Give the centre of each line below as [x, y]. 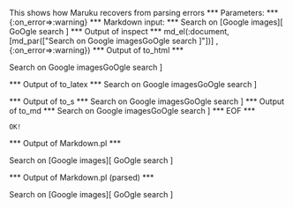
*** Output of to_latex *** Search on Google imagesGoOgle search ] [133, 84]
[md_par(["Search [42, 41]
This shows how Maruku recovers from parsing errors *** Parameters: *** [144, 13]
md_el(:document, [196, 31]
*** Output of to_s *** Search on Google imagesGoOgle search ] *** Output [147, 101]
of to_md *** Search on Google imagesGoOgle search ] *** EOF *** [132, 111]
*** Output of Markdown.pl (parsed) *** [82, 177]
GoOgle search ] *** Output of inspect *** [86, 31]
